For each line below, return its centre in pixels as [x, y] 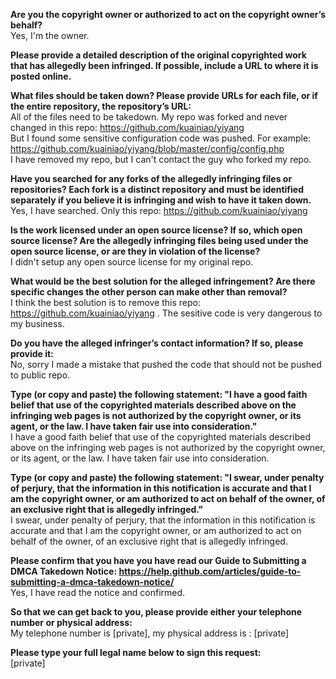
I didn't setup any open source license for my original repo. [132, 262]
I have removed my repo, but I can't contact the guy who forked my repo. [161, 159]
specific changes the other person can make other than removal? [149, 292]
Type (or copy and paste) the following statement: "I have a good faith [159, 394]
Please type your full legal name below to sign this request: [136, 652]
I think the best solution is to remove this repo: [106, 302]
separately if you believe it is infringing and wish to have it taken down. [161, 200]
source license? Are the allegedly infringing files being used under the [159, 240]
